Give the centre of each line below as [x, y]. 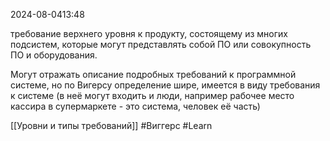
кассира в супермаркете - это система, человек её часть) [135, 106]
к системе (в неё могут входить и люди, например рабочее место [152, 95]
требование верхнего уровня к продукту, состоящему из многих [149, 33]
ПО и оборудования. [54, 55]
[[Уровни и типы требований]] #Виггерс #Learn [111, 125]
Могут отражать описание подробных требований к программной [153, 74]
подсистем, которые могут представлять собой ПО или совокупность [161, 44]
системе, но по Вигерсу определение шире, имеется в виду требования [165, 85]
